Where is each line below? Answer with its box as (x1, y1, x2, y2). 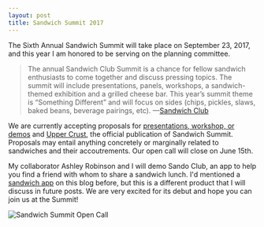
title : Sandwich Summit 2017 (8, 19, 104, 27)
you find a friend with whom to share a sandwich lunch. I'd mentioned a (8, 170, 240, 179)
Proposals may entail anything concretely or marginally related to (8, 137, 219, 147)
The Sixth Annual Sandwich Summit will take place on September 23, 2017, (8, 40, 251, 49)
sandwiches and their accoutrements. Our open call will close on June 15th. (8, 146, 254, 156)
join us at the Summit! (8, 194, 79, 204)
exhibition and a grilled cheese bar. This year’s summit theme (54, 89, 254, 98)
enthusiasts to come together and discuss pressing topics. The (27, 72, 232, 82)
